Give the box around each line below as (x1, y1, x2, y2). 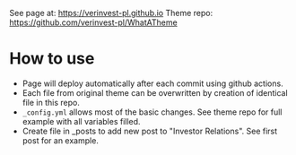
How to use (9, 48, 95, 69)
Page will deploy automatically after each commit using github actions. (22, 78, 284, 89)
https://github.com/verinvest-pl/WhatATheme (9, 17, 178, 28)
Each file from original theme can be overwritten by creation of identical (22, 87, 289, 98)
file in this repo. (22, 97, 81, 108)
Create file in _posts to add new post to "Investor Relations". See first (22, 125, 278, 136)
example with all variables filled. (22, 116, 141, 126)
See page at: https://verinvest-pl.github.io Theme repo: (9, 8, 213, 18)
